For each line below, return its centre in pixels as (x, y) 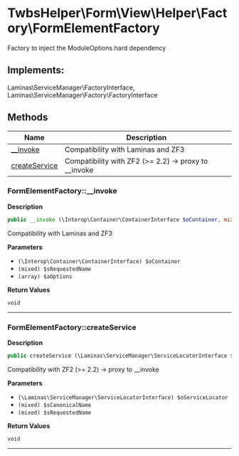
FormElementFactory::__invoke (62, 191)
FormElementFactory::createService (72, 327)
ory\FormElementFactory (84, 28)
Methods (28, 118)
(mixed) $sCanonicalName (54, 405)
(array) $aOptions (45, 276)
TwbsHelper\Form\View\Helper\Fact (117, 13)
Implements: (36, 70)
